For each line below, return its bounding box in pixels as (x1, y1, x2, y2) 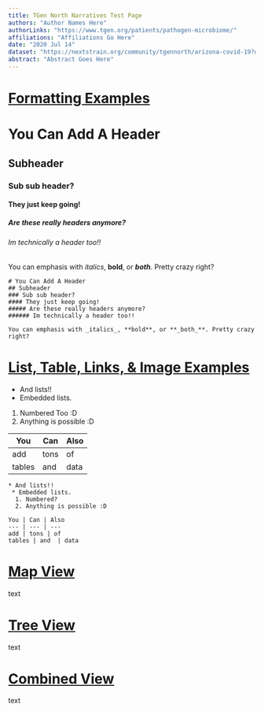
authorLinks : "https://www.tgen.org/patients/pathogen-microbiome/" (8, 26, 237, 34)
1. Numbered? (15, 495, 58, 503)
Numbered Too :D (19, 408, 78, 417)
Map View (8, 562, 75, 580)
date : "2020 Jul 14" (8, 41, 76, 49)
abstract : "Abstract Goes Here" (8, 56, 114, 64)
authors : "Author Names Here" (8, 19, 108, 27)
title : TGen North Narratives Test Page (8, 11, 143, 20)
